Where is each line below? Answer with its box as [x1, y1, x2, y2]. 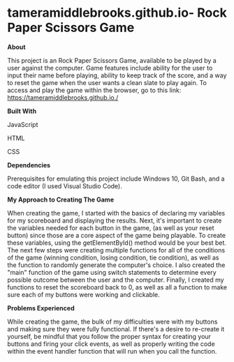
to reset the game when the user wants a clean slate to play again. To [7, 78, 207, 86]
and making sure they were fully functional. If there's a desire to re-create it [7, 324, 225, 333]
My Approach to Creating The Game [7, 195, 114, 204]
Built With [7, 107, 37, 115]
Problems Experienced [7, 303, 75, 312]
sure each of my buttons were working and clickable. [7, 290, 161, 299]
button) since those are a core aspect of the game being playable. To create [7, 231, 226, 239]
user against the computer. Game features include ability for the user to [7, 63, 213, 72]
